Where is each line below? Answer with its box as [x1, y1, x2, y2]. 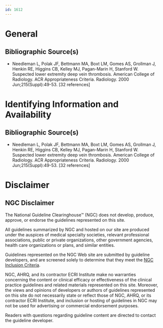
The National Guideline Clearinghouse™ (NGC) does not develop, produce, [5, 211, 155, 218]
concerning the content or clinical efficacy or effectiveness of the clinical [5, 277, 152, 282]
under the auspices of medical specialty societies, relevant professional [5, 232, 150, 237]
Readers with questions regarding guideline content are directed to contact [5, 312, 156, 318]
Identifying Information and [5, 98, 119, 110]
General [5, 28, 38, 39]
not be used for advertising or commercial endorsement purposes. [5, 303, 139, 308]
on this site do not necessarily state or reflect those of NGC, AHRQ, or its [5, 292, 151, 298]
